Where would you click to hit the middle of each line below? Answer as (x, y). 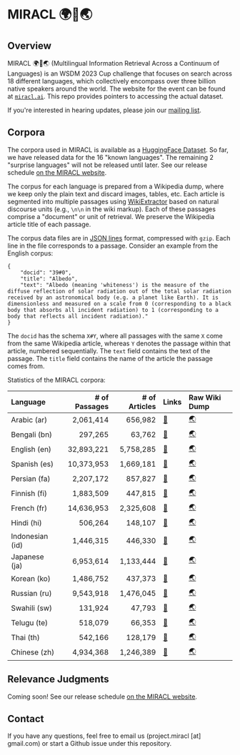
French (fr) (29, 508)
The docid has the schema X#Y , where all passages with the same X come (115, 335)
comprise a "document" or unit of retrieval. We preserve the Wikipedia (111, 216)
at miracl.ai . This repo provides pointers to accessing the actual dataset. (115, 96)
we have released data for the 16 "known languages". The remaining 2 (111, 157)
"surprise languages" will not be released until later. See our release (107, 165)
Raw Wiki (205, 397)
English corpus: (30, 253)
